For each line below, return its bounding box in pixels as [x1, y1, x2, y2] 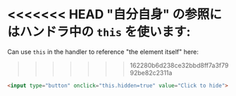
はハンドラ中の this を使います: [7, 24, 191, 40]
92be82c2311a [130, 68, 173, 77]
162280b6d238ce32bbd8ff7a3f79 [130, 61, 229, 69]
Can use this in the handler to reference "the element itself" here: [7, 47, 199, 56]
